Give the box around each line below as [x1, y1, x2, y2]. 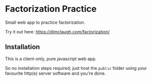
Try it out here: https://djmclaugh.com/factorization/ [5, 29, 110, 34]
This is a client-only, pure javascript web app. [5, 56, 97, 62]
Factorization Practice [5, 3, 97, 15]
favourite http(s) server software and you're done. [5, 70, 106, 76]
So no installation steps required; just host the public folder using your [5, 65, 147, 71]
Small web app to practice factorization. [5, 19, 86, 25]
